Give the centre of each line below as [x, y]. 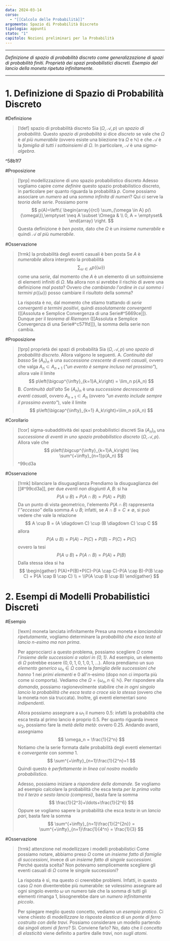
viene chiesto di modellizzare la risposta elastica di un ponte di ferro [89, 917]
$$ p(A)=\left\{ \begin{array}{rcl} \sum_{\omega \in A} [88, 210]
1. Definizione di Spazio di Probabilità [84, 94]
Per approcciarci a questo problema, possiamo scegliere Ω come [85, 652]
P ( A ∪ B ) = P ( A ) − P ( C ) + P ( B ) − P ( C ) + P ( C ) [91, 539]
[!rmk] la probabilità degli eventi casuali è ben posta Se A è [79, 254]
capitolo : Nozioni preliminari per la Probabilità [60, 39]
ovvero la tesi [32, 547]
